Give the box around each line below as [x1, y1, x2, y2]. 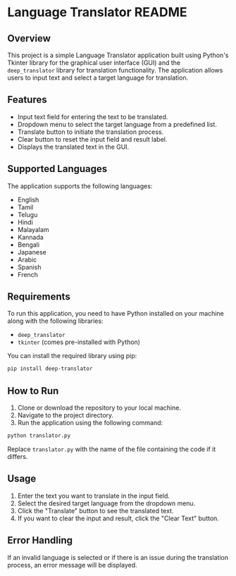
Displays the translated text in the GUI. [17, 142, 130, 151]
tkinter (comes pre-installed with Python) [17, 338, 141, 346]
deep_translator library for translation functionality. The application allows [7, 66, 223, 74]
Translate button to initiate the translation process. [17, 128, 164, 136]
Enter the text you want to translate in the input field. [17, 491, 170, 500]
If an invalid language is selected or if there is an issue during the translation [7, 553, 229, 561]
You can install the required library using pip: [7, 352, 137, 360]
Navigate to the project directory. [17, 411, 114, 419]
